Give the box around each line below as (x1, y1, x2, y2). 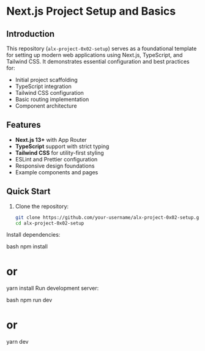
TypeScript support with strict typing (15, 142, 110, 150)
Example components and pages (15, 168, 99, 175)
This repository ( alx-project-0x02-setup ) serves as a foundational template (6, 45, 197, 52)
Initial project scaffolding (15, 76, 78, 83)
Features (6, 120, 41, 130)
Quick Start (6, 187, 51, 197)
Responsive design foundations (15, 162, 95, 169)
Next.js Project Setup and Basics (6, 4, 176, 18)
